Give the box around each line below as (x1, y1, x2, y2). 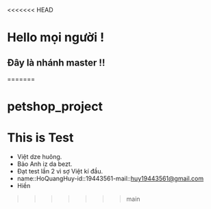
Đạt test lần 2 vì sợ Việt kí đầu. (16, 167, 103, 176)
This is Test (7, 130, 74, 145)
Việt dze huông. (16, 153, 62, 161)
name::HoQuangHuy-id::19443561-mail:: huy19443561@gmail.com (16, 174, 204, 183)
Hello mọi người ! (7, 30, 105, 45)
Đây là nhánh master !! (7, 57, 105, 68)
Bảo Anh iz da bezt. (16, 160, 73, 168)
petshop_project (7, 99, 103, 115)
